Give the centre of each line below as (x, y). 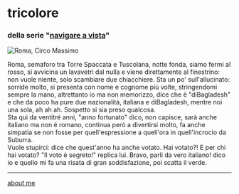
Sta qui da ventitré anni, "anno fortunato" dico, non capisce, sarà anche (112, 117)
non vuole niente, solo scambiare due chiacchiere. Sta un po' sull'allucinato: (118, 80)
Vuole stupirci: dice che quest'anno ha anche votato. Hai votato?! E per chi (117, 148)
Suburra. (20, 140)
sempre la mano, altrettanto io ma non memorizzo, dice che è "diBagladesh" (119, 95)
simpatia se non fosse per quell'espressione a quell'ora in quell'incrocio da (117, 132)
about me (21, 183)
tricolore (33, 13)
